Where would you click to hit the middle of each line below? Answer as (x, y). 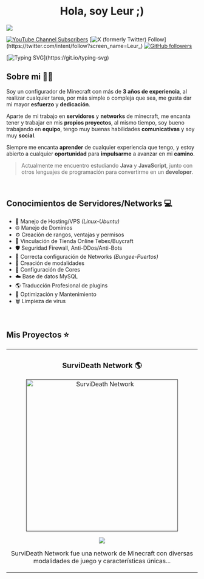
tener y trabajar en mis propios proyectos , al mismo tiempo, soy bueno (96, 122)
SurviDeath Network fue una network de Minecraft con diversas (102, 553)
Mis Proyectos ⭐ (38, 334)
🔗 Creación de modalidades (50, 263)
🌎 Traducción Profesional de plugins (61, 285)
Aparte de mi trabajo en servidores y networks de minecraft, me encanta (99, 116)
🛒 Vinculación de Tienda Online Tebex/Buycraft (74, 241)
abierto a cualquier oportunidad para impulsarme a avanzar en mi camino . (101, 154)
